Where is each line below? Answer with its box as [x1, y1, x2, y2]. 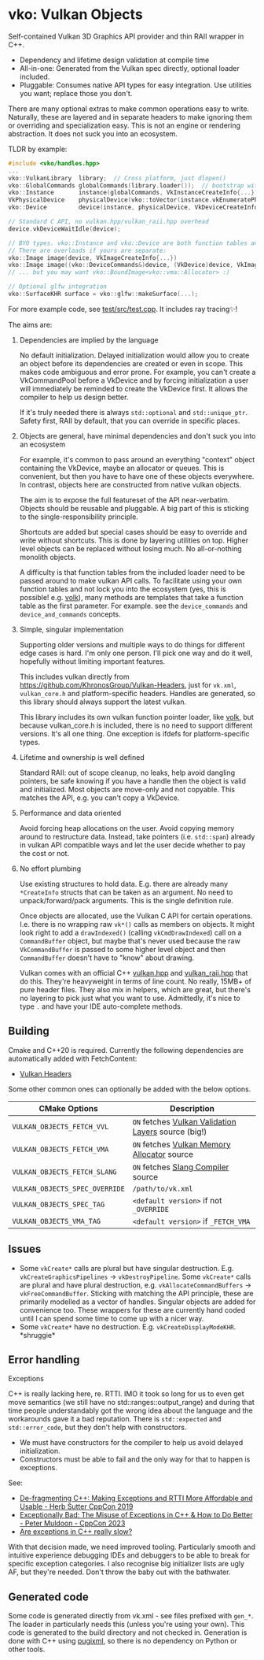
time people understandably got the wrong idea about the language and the [8, 1406, 253, 1415]
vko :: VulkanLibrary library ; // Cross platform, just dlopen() [8, 174, 226, 182]
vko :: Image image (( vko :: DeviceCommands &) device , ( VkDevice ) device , [8, 261, 234, 269]
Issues [8, 1243, 42, 1256]
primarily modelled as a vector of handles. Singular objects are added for [19, 1297, 256, 1306]
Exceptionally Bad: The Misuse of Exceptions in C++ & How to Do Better [19, 1510, 253, 1520]
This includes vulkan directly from [19, 672, 130, 681]
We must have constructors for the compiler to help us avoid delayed [19, 1438, 244, 1447]
